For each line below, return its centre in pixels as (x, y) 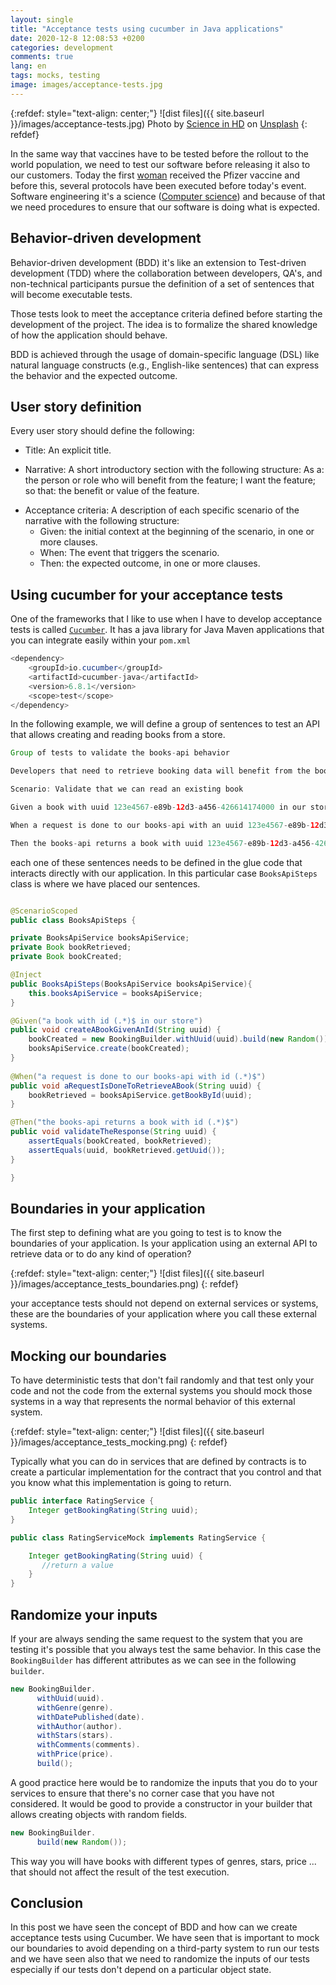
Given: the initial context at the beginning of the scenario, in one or (177, 532)
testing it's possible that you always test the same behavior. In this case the (166, 1649)
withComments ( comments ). (88, 1745)
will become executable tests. (71, 294)
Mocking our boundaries (88, 1356)
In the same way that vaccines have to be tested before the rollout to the (159, 153)
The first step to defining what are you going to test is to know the (146, 1233)
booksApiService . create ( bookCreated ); (109, 1049)
